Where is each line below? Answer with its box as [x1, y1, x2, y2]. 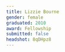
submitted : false [6, 31, 49, 37]
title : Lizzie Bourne [6, 8, 60, 15]
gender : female [6, 14, 44, 20]
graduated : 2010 [6, 20, 46, 26]
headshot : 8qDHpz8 [6, 36, 51, 42]
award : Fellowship [6, 25, 51, 32]
